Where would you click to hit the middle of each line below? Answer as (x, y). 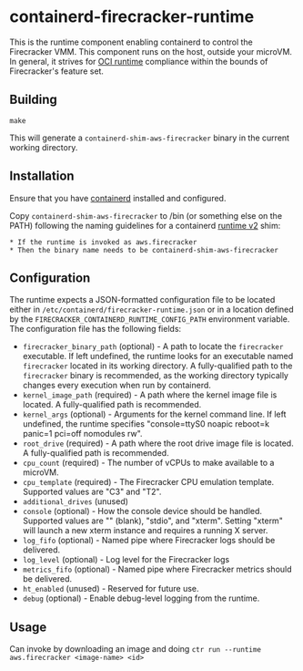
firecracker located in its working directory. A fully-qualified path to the (157, 366)
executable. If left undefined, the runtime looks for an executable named (158, 356)
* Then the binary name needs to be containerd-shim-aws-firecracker (144, 250)
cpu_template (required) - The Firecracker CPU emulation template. (148, 482)
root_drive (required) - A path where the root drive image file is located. (158, 443)
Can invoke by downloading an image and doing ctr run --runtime (136, 649)
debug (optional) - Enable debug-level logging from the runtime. (141, 598)
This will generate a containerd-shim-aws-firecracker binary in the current (149, 138)
